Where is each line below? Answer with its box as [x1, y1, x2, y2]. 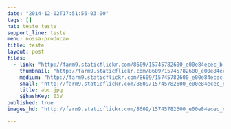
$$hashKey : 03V [19, 93, 63, 100]
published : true [7, 99, 54, 106]
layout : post [7, 49, 45, 56]
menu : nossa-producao [7, 36, 69, 43]
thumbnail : [19, 67, 51, 74]
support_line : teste [7, 29, 67, 36]
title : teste [7, 42, 45, 49]
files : [7, 55, 26, 62]
